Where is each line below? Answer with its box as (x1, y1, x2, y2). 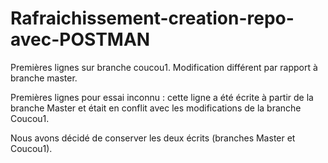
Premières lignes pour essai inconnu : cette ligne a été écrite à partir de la (10, 91, 314, 103)
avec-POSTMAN (10, 28, 151, 51)
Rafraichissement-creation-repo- (10, 7, 295, 30)
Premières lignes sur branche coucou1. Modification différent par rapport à (10, 61, 318, 73)
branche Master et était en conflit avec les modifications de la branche (10, 102, 302, 114)
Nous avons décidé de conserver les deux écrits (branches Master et (10, 132, 296, 144)
